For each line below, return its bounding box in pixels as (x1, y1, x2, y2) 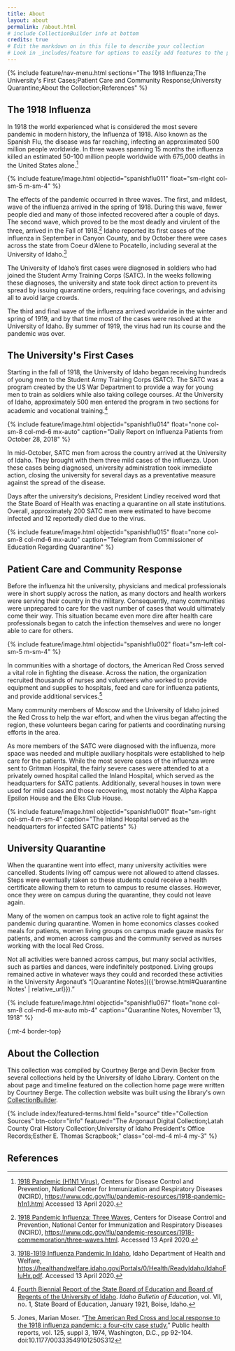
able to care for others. (7, 626, 73, 634)
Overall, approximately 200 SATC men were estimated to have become (7, 507, 211, 515)
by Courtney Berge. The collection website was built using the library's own (7, 1088, 225, 1097)
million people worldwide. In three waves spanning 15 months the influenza (7, 144, 224, 153)
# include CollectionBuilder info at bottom (7, 29, 139, 37)
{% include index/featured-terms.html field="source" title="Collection (7, 1109, 208, 1118)
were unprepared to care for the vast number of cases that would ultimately (7, 604, 225, 612)
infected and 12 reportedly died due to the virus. (7, 515, 146, 523)
